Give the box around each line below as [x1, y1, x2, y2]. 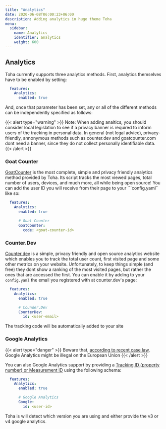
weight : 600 [14, 40, 39, 45]
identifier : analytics [14, 35, 61, 40]
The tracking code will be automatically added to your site [5, 323, 124, 329]
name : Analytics [14, 30, 48, 35]
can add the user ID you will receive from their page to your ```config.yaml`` [5, 185, 159, 191]
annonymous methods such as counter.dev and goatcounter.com [23, 135, 156, 141]
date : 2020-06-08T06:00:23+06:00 [5, 12, 74, 17]
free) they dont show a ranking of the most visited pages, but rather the [5, 266, 151, 272]
